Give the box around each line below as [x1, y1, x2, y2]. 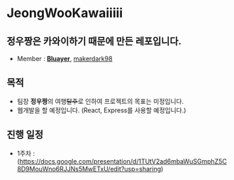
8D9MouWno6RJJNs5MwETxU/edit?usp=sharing [16, 164, 162, 173]
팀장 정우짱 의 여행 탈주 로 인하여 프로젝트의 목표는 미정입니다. [16, 97, 184, 105]
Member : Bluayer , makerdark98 [16, 55, 113, 63]
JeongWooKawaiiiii [6, 5, 123, 21]
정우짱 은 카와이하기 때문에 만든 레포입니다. [6, 35, 182, 47]
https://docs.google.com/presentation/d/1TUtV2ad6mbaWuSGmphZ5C [19, 157, 228, 165]
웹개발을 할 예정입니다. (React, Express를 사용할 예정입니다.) [16, 105, 186, 115]
